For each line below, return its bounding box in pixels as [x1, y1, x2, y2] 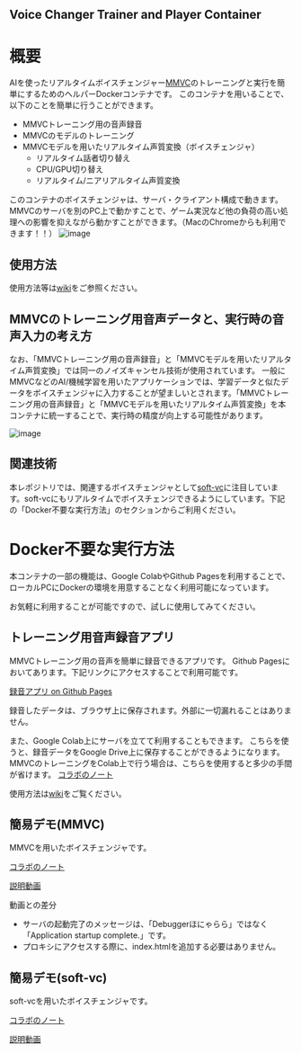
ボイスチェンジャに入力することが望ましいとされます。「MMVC [32, 387, 266, 398]
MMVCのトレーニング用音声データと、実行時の [9, 311, 272, 326]
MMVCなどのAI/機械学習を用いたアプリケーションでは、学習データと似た [9, 376, 281, 387]
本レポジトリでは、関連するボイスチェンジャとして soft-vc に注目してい [9, 481, 271, 493]
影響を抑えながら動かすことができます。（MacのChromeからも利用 [32, 217, 279, 228]
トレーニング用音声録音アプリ [9, 629, 175, 646]
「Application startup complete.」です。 [22, 930, 171, 941]
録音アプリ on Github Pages [9, 685, 112, 696]
